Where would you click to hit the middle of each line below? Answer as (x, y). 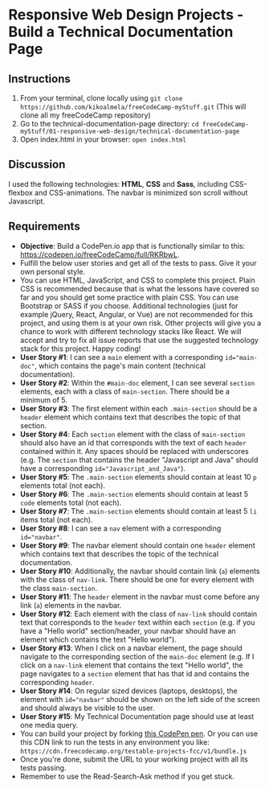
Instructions (39, 78)
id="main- (241, 357)
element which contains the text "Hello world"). (98, 639)
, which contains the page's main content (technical (120, 366)
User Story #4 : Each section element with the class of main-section (132, 434)
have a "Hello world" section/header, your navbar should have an (128, 630)
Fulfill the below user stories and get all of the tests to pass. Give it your (138, 262)
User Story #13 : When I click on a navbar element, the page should (131, 648)
